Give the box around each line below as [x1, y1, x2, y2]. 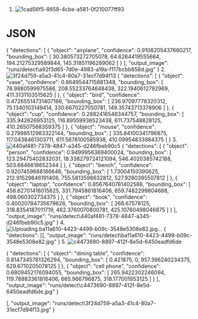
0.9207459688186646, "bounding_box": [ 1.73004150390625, [6, 168, 160, 175]
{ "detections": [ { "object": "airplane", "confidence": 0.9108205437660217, [6, 46, 192, 53]
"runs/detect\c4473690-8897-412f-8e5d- [47, 281, 152, 288]
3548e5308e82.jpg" [6, 238, 57, 245]
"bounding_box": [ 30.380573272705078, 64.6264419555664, [6, 53, 161, 60]
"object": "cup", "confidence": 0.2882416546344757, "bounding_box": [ [6, 110, 184, 117]
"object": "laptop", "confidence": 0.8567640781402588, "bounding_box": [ [6, 180, 191, 187]
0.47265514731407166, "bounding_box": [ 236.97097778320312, [6, 97, 167, 105]
